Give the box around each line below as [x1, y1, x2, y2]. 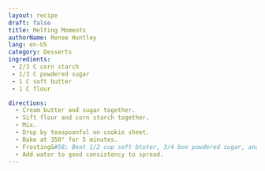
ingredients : [8, 56, 51, 64]
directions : [8, 99, 47, 107]
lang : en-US [8, 41, 47, 49]
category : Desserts [8, 48, 73, 56]
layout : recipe [8, 11, 58, 20]
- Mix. [15, 121, 37, 129]
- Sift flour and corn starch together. [15, 113, 150, 122]
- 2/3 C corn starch [11, 63, 80, 71]
